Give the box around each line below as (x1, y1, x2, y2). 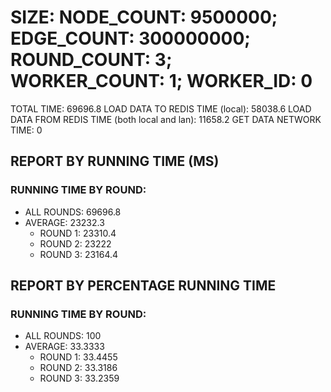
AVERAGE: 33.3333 (24, 341, 105, 353)
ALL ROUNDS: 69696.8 (24, 206, 122, 218)
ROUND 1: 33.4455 (39, 351, 118, 363)
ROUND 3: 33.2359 (39, 372, 120, 385)
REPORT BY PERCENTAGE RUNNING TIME (10, 277, 277, 295)
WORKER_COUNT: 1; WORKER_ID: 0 (10, 70, 313, 93)
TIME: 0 (10, 124, 43, 136)
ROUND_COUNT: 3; (10, 49, 173, 71)
